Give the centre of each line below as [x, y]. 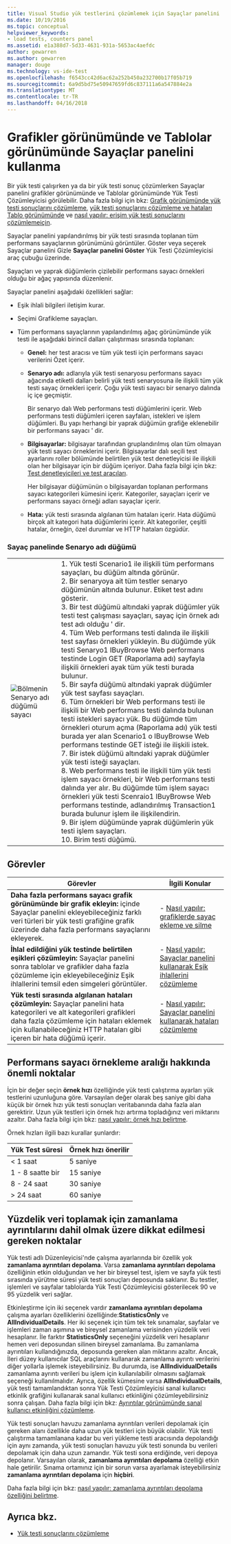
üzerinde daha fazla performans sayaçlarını [80, 929]
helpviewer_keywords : [38, 33]
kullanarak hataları [189, 1021]
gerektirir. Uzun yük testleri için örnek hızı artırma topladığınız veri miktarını [113, 1112]
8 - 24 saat [29, 1184]
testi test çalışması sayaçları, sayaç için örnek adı [140, 616]
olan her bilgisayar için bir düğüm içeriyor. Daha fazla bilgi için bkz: [122, 465]
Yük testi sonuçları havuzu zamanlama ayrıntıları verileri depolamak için [108, 1423]
